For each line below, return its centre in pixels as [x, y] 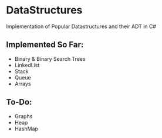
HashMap [26, 129]
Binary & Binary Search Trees [50, 58]
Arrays [23, 84]
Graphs [23, 116]
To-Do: [19, 102]
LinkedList [27, 65]
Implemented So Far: [45, 45]
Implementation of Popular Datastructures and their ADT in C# [81, 26]
